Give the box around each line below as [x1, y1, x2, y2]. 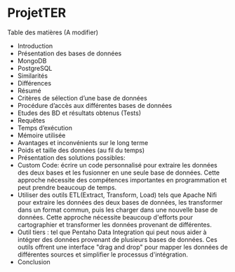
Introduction [17, 41, 53, 50]
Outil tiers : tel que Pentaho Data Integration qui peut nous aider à [17, 228, 207, 236]
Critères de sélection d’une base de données [17, 93, 147, 102]
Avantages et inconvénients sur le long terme [17, 138, 149, 147]
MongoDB [17, 56, 47, 64]
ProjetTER [7, 5, 67, 21]
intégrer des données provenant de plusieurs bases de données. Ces [17, 235, 217, 243]
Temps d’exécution [17, 123, 72, 132]
